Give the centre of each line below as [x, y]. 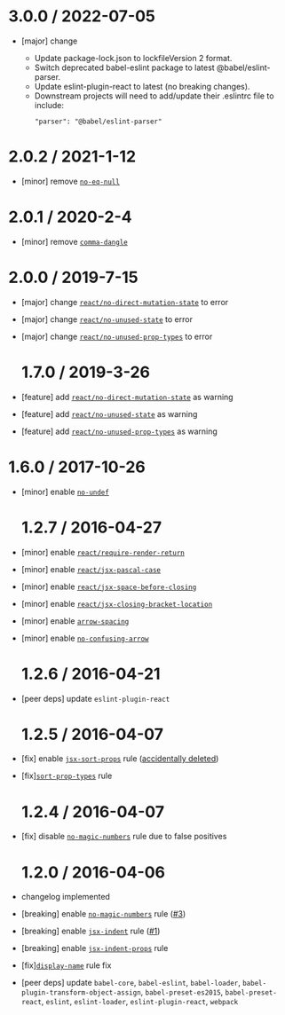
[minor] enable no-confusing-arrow [85, 638]
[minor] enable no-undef [65, 492]
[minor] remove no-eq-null [71, 181]
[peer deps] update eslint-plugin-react [95, 698]
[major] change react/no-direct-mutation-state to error [125, 302]
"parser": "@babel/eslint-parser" [98, 122]
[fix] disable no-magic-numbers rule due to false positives [124, 837]
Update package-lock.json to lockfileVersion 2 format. [133, 58]
